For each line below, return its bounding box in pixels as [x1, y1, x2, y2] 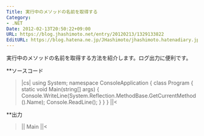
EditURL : [6, 37, 29, 43]
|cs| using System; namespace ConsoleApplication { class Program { [21, 79, 194, 86]
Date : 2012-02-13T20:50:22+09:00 [6, 25, 91, 32]
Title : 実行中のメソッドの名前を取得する [6, 8, 98, 15]
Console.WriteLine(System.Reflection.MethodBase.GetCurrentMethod [21, 92, 196, 99]
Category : [6, 15, 32, 21]
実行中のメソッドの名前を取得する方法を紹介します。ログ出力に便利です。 [6, 54, 192, 61]
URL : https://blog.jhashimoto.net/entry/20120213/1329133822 [6, 31, 165, 37]
